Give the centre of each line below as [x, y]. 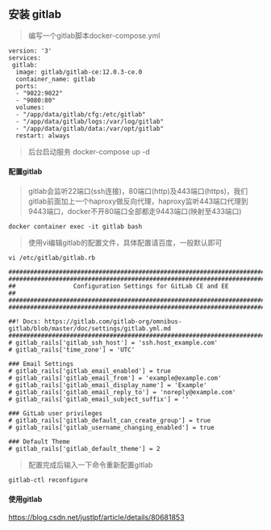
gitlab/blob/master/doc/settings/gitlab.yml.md [90, 329]
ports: [27, 86]
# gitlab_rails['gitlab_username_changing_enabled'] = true [112, 428]
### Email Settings [41, 364]
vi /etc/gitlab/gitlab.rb [52, 258]
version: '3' [30, 51]
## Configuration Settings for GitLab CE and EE [119, 286]
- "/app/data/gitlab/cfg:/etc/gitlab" [81, 114]
